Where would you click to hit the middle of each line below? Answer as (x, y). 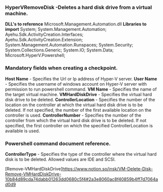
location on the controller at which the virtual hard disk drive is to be (74, 105)
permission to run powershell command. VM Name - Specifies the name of (81, 89)
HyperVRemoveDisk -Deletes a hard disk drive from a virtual (79, 7)
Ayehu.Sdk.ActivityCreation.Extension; (44, 40)
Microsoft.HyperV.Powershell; (35, 55)
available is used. (23, 131)
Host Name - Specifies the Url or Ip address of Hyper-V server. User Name (81, 79)
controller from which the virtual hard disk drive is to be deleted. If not (76, 120)
